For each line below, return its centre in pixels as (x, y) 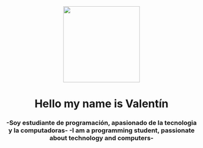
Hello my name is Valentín (102, 104)
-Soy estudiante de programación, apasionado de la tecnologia (102, 123)
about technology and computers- (102, 138)
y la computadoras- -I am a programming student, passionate (102, 130)
